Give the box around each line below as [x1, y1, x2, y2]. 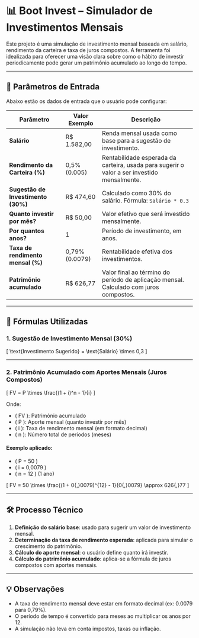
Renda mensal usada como [101, 129, 178, 137]
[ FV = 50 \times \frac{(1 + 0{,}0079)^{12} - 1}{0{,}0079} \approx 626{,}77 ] [6, 481, 190, 488]
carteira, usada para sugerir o [101, 160, 185, 169]
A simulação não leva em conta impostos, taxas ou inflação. [14, 625, 161, 632]
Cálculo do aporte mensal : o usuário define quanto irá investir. [14, 549, 169, 556]
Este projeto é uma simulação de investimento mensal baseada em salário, [6, 40, 188, 47]
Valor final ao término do [101, 268, 171, 276]
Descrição [131, 115, 161, 124]
